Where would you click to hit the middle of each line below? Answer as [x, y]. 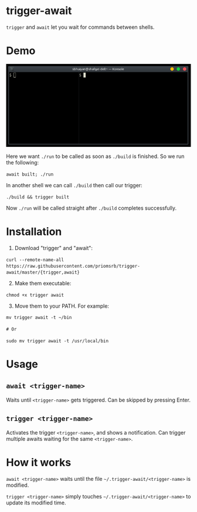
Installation [34, 232]
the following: [23, 162]
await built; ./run [30, 174]
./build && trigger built [38, 197]
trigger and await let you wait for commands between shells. [80, 27]
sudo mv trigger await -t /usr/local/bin [57, 341]
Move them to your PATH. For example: [62, 306]
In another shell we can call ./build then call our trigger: [74, 185]
